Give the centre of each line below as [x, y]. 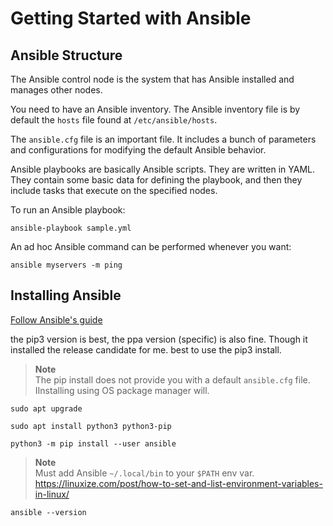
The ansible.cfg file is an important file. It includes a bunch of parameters [163, 139]
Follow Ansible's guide [56, 319]
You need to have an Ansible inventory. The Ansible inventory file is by [155, 109]
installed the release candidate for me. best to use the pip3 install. [146, 349]
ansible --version [48, 512]
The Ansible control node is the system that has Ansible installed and [152, 79]
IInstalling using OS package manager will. [122, 390]
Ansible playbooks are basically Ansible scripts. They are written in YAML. [163, 169]
